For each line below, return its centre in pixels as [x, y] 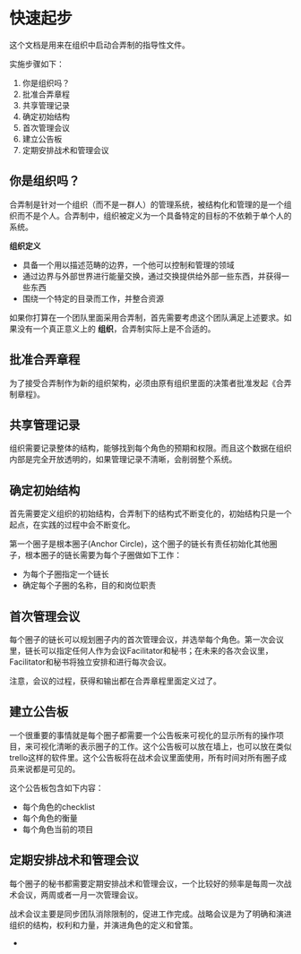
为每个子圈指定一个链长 [65, 574]
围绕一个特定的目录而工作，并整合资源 [93, 298]
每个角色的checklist [59, 806]
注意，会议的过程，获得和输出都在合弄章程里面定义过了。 [115, 681]
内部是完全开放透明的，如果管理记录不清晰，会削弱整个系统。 [123, 460]
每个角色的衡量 [50, 818]
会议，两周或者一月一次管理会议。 [80, 894]
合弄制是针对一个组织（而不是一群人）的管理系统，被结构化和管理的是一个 [146, 204]
